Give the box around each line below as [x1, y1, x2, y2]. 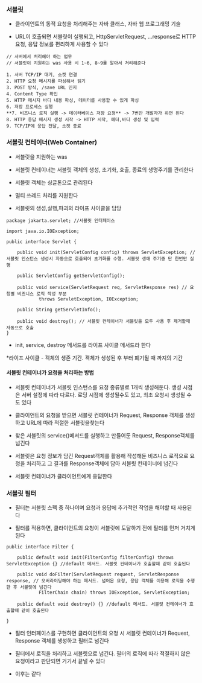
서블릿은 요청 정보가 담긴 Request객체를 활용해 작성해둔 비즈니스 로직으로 [14, 452, 189, 459]
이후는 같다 [14, 670, 42, 678]
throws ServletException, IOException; [38, 296, 139, 302]
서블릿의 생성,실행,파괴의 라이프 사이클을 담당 [14, 204, 122, 212]
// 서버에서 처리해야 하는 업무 [6, 54, 72, 60]
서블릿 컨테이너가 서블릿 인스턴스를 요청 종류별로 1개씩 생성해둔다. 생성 [14, 383, 182, 390]
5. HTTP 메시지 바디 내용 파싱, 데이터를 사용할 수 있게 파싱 [6, 98, 139, 104]
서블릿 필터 [6, 489, 37, 497]
